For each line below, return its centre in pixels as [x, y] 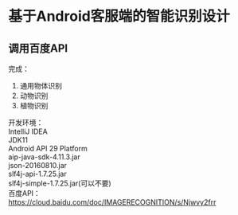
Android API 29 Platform [48, 149]
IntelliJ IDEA [28, 131]
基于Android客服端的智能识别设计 [119, 16]
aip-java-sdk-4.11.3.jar [45, 157]
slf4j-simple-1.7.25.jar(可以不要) [60, 183]
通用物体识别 [41, 86]
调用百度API [38, 48]
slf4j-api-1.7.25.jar [37, 174]
